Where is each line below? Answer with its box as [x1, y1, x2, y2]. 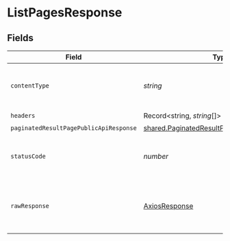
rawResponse [10, 202, 50, 210]
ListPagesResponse [7, 5, 123, 21]
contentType [10, 82, 50, 90]
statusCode [10, 153, 46, 160]
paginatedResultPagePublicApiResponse [10, 125, 137, 131]
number [143, 152, 169, 161]
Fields [7, 32, 34, 44]
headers [10, 112, 36, 119]
